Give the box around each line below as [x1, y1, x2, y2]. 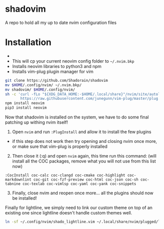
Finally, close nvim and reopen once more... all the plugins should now [12, 190, 154, 196]
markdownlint [5, 177, 32, 182]
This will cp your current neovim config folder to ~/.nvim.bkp [12, 58, 134, 64]
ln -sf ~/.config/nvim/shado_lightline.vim [5, 219, 95, 224]
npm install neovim [5, 101, 45, 106]
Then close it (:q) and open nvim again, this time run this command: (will [12, 153, 157, 159]
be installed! [12, 195, 37, 201]
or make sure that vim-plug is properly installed [12, 143, 108, 149]
